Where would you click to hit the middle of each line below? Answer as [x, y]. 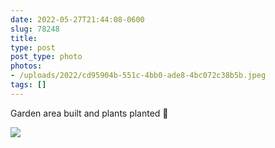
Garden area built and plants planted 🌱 [89, 113]
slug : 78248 [35, 29]
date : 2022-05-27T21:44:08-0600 [77, 19]
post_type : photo [46, 57]
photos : [26, 66]
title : [24, 38]
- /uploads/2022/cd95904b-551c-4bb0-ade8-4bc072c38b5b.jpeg [138, 76]
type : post [33, 47]
